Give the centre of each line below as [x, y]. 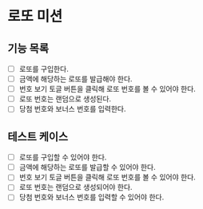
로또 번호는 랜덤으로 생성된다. [65, 99]
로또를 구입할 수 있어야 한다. [63, 157]
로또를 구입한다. [44, 69]
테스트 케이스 [38, 136]
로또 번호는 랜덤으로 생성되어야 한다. [76, 187]
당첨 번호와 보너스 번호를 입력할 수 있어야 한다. [92, 197]
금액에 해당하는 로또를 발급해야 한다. [76, 79]
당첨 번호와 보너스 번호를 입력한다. [72, 109]
